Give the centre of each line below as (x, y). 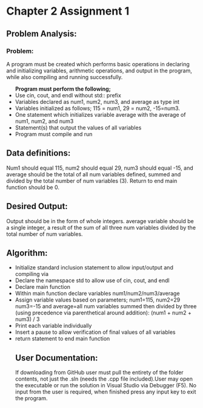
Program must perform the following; (63, 89)
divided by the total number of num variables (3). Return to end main (92, 181)
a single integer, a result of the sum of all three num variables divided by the (101, 227)
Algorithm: (27, 253)
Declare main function (43, 287)
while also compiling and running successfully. (65, 77)
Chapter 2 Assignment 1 (68, 11)
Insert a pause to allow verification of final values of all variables (95, 332)
